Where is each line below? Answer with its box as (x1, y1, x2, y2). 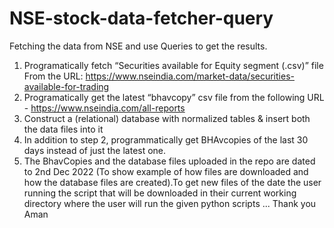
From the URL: (23, 70, 84, 82)
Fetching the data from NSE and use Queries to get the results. (9, 40, 268, 52)
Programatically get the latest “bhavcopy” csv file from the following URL (23, 91, 325, 103)
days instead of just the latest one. (23, 144, 167, 156)
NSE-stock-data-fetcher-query (9, 7, 274, 30)
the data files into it (23, 123, 104, 135)
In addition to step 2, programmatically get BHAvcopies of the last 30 (23, 133, 309, 146)
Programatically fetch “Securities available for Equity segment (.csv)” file (23, 59, 324, 71)
